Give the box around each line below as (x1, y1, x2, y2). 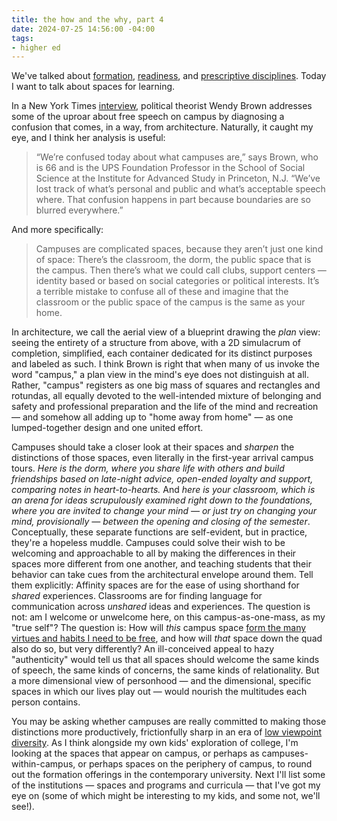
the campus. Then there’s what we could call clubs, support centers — (35, 264, 327, 276)
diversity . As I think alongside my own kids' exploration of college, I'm (11, 737, 299, 749)
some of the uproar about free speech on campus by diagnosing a (11, 111, 285, 123)
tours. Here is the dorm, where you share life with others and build (11, 462, 285, 475)
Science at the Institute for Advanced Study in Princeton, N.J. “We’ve (35, 172, 321, 185)
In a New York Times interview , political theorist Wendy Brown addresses (11, 100, 313, 112)
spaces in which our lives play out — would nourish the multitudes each (11, 686, 308, 698)
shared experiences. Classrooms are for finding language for (11, 590, 263, 602)
